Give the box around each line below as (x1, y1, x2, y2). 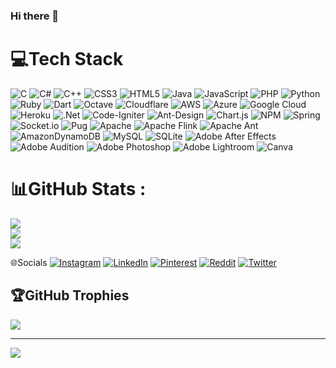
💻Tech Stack (10, 48, 124, 71)
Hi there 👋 (10, 9, 60, 23)
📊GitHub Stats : (10, 178, 147, 201)
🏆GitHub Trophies (10, 287, 130, 304)
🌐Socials (10, 256, 48, 268)
